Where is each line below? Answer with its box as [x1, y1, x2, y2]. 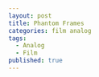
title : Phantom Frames [8, 19, 85, 27]
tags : [8, 34, 27, 43]
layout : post [8, 11, 52, 20]
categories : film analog [8, 26, 92, 34]
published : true [8, 57, 63, 65]
